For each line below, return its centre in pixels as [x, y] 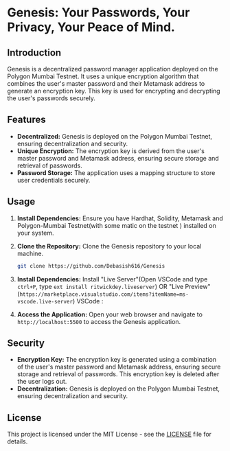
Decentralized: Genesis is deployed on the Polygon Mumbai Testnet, [115, 136]
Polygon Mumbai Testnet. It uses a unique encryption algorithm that [103, 76]
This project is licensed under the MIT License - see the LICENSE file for [109, 435]
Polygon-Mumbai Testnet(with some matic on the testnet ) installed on [116, 225]
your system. [35, 233]
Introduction [34, 53]
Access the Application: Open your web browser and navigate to [110, 314]
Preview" [198, 286]
